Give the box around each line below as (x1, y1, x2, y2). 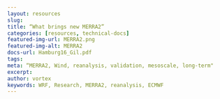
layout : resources (7, 10, 61, 17)
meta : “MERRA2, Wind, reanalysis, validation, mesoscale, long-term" (7, 62, 214, 69)
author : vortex (7, 75, 52, 82)
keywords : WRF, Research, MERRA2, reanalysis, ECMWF (7, 82, 164, 89)
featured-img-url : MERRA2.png (7, 36, 96, 43)
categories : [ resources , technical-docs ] (7, 29, 130, 37)
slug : (7, 17, 23, 24)
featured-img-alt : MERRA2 (7, 43, 82, 49)
